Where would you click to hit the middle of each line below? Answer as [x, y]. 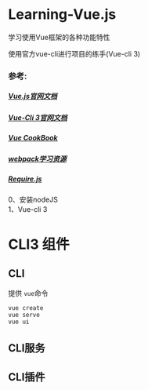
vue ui [19, 322]
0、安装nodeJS [33, 200]
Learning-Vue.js [62, 15]
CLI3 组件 [39, 244]
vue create [26, 308]
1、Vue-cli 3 [28, 210]
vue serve [24, 315]
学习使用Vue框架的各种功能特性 [60, 37]
